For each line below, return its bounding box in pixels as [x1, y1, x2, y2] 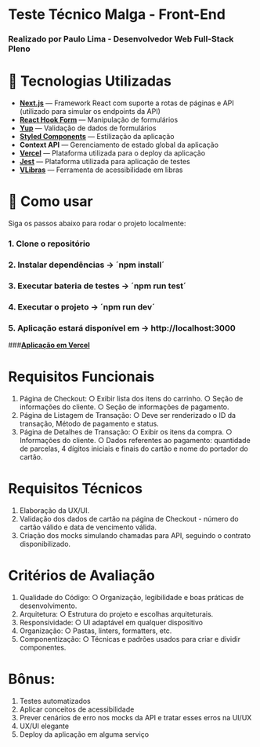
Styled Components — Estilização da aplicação [19, 132, 175, 141]
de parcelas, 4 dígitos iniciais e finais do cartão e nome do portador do [19, 444, 248, 453]
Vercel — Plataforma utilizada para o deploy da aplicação [19, 148, 206, 158]
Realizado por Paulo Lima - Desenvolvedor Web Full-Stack [8, 34, 234, 45]
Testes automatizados [19, 696, 92, 705]
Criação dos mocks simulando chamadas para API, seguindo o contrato [19, 530, 251, 540]
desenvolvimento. [19, 601, 78, 610]
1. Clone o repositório [8, 238, 91, 249]
